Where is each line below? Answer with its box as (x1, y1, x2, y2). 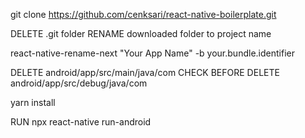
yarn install (10, 97, 56, 108)
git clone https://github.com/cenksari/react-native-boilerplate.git (10, 9, 277, 20)
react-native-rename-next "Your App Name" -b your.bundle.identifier (10, 47, 295, 59)
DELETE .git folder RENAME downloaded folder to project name (10, 28, 272, 39)
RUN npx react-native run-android (10, 116, 152, 128)
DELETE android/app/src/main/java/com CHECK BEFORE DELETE (10, 67, 280, 78)
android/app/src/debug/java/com (10, 77, 148, 89)
